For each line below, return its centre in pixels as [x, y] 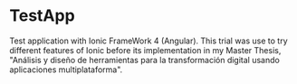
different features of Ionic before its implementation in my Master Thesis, [145, 50]
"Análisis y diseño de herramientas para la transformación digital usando [145, 60]
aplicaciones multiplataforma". [66, 70]
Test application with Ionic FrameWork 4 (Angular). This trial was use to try [148, 41]
